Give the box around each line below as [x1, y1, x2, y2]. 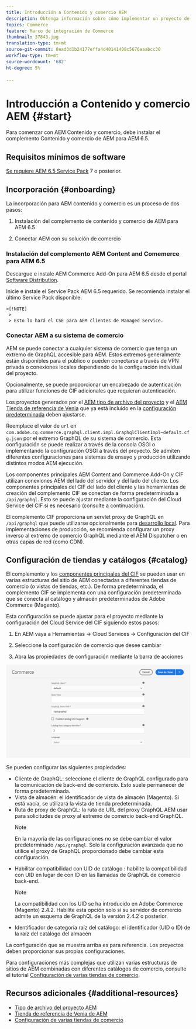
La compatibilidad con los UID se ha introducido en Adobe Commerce [14, 900, 183, 907]
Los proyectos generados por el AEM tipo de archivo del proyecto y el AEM [6, 398, 187, 405]
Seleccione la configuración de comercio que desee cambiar [14, 642, 161, 649]
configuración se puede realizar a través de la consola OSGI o [6, 440, 156, 448]
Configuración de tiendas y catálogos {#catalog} [6, 555, 188, 565]
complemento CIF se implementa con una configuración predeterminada [6, 589, 181, 596]
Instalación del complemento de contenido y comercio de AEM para [14, 217, 178, 225]
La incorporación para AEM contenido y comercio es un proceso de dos [6, 199, 180, 207]
